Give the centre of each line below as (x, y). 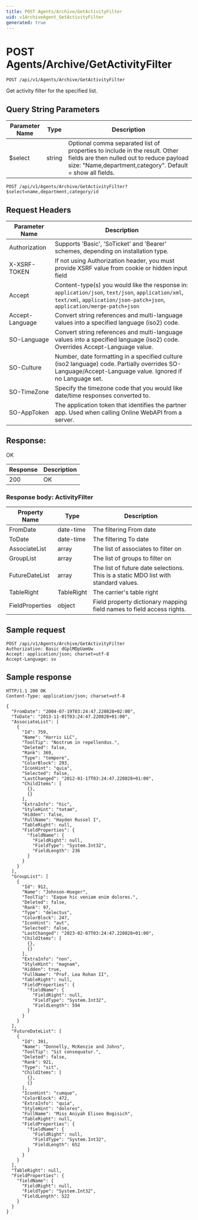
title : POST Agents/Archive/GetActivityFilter (64, 11)
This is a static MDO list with (132, 575)
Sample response (39, 677)
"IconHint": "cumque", (49, 1093)
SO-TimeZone (29, 391)
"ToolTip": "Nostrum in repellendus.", (70, 742)
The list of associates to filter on (137, 549)
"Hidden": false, (43, 815)
